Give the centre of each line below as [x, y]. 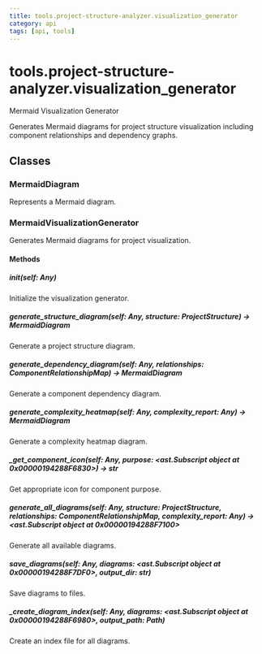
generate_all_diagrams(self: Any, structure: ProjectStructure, [116, 508]
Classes [30, 160]
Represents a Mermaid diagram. [63, 201]
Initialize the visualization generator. [69, 298]
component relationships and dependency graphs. [93, 136]
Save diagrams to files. [47, 593]
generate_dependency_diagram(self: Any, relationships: [107, 364]
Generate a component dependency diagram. [85, 393]
